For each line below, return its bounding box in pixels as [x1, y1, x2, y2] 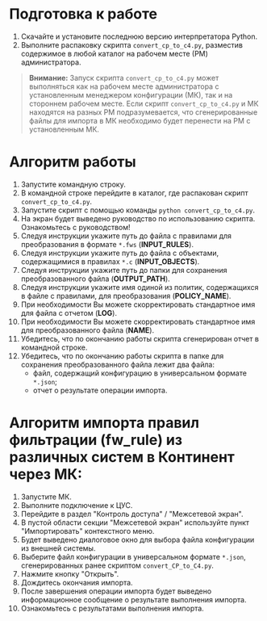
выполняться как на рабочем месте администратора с [28, 82, 219, 91]
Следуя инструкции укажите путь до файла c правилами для [20, 231, 232, 241]
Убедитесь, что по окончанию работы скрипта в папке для [20, 350, 224, 360]
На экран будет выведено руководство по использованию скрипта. [20, 213, 256, 223]
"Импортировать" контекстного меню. [20, 526, 155, 535]
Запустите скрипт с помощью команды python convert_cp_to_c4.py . [20, 205, 256, 215]
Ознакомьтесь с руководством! [20, 222, 131, 232]
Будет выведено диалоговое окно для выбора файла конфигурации [20, 535, 255, 544]
